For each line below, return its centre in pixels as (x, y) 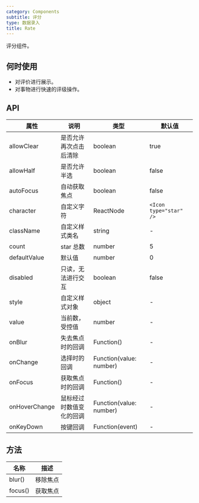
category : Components (33, 12)
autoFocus (24, 191)
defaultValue (27, 257)
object (102, 302)
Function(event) (115, 426)
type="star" (166, 211)
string (101, 230)
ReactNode (109, 210)
